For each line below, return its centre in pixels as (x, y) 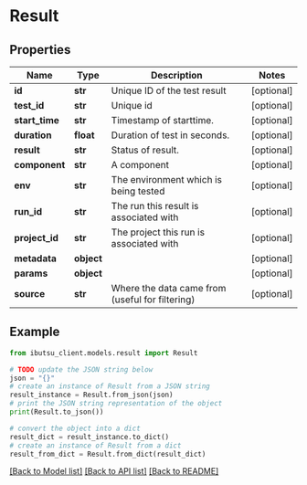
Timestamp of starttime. (163, 120)
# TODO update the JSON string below (81, 369)
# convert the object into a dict (75, 428)
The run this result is (155, 206)
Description (176, 75)
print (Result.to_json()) (57, 412)
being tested (138, 191)
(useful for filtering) (153, 300)
